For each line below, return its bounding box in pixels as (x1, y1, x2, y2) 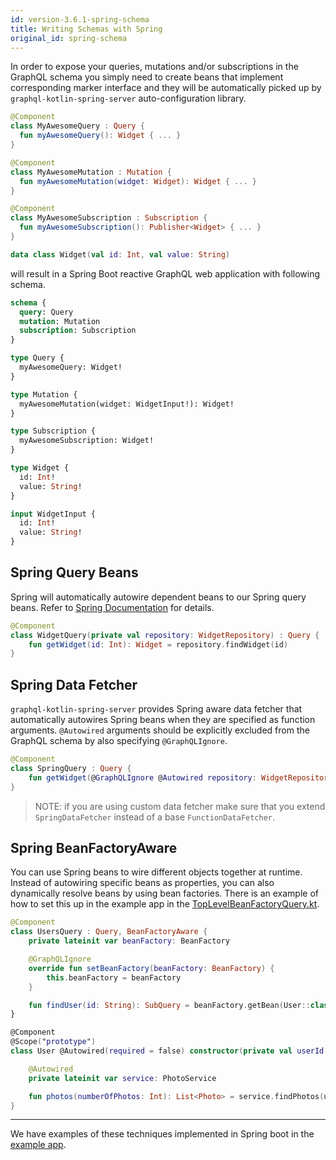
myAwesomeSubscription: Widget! (19, 436, 155, 446)
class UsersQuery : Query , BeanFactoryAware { (10, 927, 208, 937)
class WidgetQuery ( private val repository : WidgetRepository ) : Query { (10, 630, 320, 640)
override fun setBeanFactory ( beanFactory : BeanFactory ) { (28, 963, 275, 973)
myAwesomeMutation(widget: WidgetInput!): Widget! (19, 399, 235, 409)
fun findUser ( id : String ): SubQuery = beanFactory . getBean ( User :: (28, 1000, 311, 1010)
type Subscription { (10, 426, 97, 436)
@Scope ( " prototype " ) (10, 1037, 97, 1047)
